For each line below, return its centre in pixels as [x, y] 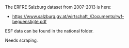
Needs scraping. [22, 40]
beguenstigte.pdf [29, 22]
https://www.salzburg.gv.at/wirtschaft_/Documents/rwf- [68, 16]
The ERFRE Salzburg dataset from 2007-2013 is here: [58, 7]
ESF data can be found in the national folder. [49, 31]
